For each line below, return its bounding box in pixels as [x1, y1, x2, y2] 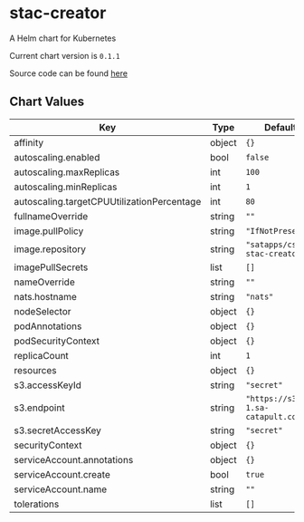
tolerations [14, 498, 60, 510]
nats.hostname [14, 290, 77, 303]
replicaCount [14, 349, 70, 362]
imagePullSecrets [14, 261, 89, 274]
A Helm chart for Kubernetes [9, 33, 117, 43]
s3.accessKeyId [14, 379, 81, 391]
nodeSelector [14, 304, 71, 317]
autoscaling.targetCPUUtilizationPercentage [14, 195, 202, 208]
